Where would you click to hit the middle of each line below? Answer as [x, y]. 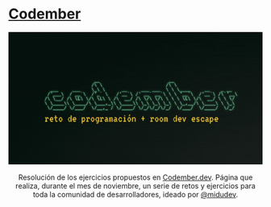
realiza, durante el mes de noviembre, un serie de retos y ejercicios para [135, 186]
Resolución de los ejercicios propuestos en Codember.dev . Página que [135, 177]
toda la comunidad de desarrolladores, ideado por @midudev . [135, 195]
